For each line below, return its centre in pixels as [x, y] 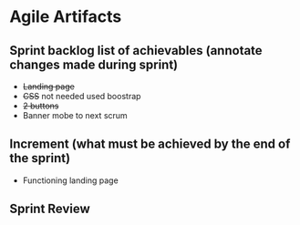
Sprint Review [50, 209]
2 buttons [41, 106]
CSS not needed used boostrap [82, 96]
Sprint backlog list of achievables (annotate [136, 51]
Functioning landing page [70, 180]
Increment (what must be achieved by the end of [150, 144]
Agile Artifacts [66, 17]
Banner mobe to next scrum [75, 115]
